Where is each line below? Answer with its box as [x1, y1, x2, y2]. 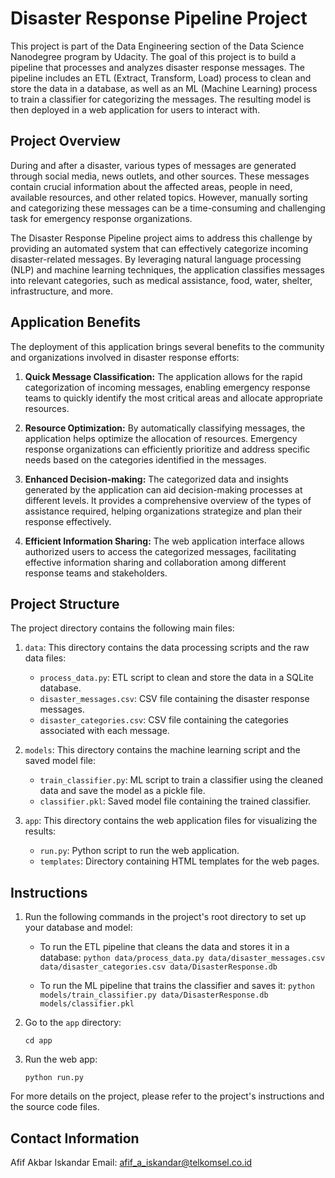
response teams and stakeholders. [24, 567, 168, 579]
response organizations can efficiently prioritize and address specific [24, 443, 311, 455]
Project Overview [10, 133, 121, 150]
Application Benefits [10, 314, 142, 331]
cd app [24, 1036, 53, 1046]
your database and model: [24, 922, 133, 934]
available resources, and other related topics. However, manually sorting [10, 191, 308, 203]
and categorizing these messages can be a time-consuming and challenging [10, 202, 326, 214]
